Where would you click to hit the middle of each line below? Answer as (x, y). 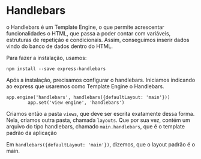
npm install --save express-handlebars (56, 69)
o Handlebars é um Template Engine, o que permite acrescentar (85, 27)
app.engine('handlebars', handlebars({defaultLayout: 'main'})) (88, 97)
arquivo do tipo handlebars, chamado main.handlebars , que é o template (95, 126)
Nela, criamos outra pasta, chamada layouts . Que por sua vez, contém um (98, 120)
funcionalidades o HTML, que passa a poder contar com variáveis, (88, 33)
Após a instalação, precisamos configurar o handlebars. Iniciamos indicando (101, 80)
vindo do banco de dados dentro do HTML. (59, 46)
